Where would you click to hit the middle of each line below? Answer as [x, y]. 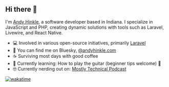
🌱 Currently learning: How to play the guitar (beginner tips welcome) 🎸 [87, 63]
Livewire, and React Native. [34, 32]
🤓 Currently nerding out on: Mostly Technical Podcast [69, 69]
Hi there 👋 [21, 9]
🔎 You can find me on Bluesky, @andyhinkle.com [64, 50]
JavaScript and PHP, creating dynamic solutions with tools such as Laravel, [84, 27]
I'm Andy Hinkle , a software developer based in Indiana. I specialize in [79, 21]
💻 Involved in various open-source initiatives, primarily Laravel [79, 43]
